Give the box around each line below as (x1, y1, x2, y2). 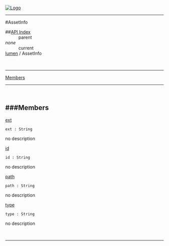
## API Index (5, 29, 31, 35)
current (18, 45, 34, 51)
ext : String (5, 126, 33, 132)
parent (18, 34, 32, 40)
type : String (5, 211, 35, 216)
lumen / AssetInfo (5, 50, 42, 56)
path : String (5, 183, 35, 188)
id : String (5, 155, 30, 160)
